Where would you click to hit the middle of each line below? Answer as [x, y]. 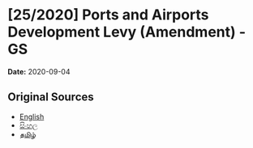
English [32, 116]
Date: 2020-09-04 [39, 71]
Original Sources [51, 97]
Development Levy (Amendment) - [127, 32]
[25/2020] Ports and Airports [108, 15]
